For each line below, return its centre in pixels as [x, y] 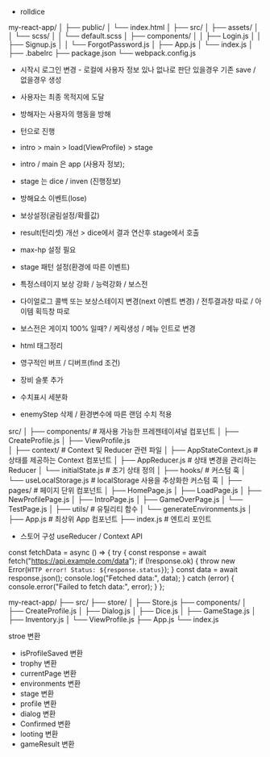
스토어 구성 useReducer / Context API [81, 536]
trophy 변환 [39, 663]
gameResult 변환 [47, 744]
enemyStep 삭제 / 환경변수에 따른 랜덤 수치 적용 [96, 414]
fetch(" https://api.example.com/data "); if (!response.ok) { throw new [122, 561]
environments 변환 [50, 684]
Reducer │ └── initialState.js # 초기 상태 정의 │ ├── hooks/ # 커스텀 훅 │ [127, 470]
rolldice [33, 12]
